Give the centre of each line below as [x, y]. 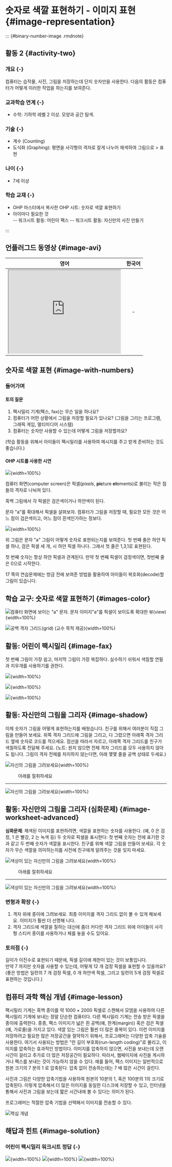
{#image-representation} [60, 22]
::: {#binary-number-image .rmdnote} [45, 36]
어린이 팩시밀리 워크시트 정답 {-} [43, 1147]
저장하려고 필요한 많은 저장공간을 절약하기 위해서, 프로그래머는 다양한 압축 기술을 [86, 1036]
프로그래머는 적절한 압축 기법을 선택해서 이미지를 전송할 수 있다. [69, 1102]
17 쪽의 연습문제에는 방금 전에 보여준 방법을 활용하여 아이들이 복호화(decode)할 [85, 574]
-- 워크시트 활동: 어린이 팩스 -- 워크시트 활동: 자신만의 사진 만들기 [78, 220]
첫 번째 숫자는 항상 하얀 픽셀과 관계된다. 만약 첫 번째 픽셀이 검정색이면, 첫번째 [82, 557]
